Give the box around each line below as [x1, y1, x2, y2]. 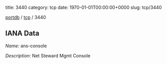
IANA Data [5, 29, 39, 38]
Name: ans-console [5, 42, 47, 49]
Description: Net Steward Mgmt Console [5, 52, 91, 58]
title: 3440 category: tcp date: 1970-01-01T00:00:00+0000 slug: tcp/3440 [5, 5, 162, 10]
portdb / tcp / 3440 [5, 14, 46, 20]
